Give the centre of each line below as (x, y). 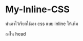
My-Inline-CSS (38, 9)
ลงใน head (16, 34)
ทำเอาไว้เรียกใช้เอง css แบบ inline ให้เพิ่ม (42, 24)
